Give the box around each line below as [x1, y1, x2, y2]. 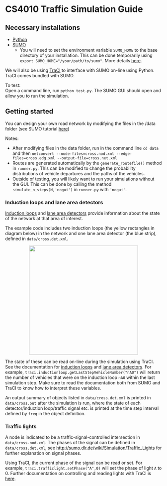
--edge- [116, 151, 132, 156]
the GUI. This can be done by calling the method [12, 181, 112, 187]
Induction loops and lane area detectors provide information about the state [5, 210, 160, 216]
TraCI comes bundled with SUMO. [5, 73, 75, 78]
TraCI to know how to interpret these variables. [5, 385, 101, 391]
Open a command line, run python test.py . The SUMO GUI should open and [5, 88, 162, 93]
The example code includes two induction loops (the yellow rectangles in [5, 225, 155, 231]
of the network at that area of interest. [5, 216, 83, 222]
